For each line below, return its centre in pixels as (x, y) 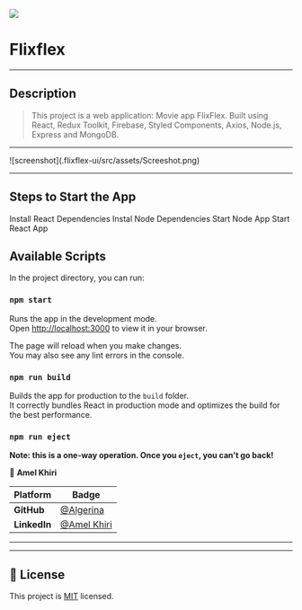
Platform (33, 495)
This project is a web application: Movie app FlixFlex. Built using (150, 115)
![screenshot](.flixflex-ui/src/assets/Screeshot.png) (105, 160)
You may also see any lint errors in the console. (97, 355)
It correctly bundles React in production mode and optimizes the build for (145, 405)
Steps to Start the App (73, 197)
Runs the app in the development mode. (83, 318)
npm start (31, 300)
